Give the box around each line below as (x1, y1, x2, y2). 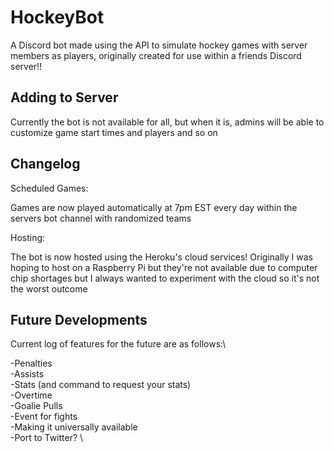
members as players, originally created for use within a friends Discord (10, 49, 302, 61)
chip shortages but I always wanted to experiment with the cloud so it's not (10, 272, 320, 284)
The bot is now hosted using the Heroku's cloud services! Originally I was (10, 251, 313, 263)
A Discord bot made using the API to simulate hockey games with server (10, 39, 308, 51)
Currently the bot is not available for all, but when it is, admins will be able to (10, 116, 325, 128)
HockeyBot (10, 6, 105, 29)
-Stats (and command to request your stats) (10, 379, 192, 391)
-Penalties (10, 357, 53, 370)
